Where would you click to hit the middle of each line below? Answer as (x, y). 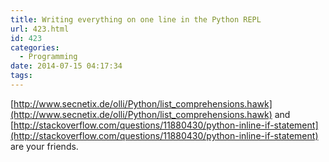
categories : (35, 47)
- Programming (48, 57)
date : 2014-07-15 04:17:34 (66, 66)
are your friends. (44, 146)
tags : (21, 76)
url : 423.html (40, 29)
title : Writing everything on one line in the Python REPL (136, 19)
